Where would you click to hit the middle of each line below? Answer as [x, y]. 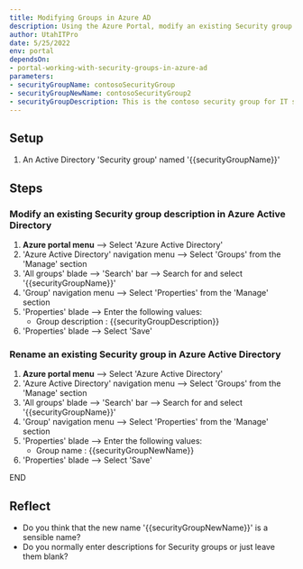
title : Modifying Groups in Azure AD [80, 18]
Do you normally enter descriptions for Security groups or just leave [148, 546]
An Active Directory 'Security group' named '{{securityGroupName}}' [151, 160]
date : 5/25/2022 [40, 43]
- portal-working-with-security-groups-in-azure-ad [108, 69]
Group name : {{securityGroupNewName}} [115, 451]
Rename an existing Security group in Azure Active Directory [145, 354]
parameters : [32, 77]
